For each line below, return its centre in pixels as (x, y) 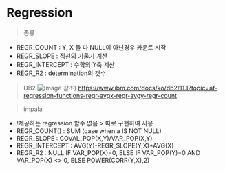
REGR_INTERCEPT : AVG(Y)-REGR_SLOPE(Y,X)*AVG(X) (95, 145)
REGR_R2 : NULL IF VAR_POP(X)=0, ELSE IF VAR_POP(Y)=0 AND (108, 152)
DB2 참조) (50, 88)
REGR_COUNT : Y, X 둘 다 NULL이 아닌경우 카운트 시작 (91, 47)
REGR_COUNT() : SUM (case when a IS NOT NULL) (89, 131)
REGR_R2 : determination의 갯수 (61, 73)
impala (33, 109)
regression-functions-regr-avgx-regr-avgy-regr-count (100, 95)
